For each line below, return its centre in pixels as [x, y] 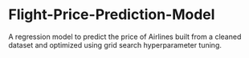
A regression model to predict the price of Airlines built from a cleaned [125, 37]
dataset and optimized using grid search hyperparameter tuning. [115, 44]
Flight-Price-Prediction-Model [112, 15]
